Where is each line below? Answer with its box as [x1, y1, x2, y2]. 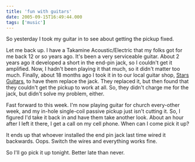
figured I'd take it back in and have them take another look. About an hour [6, 114, 184, 121]
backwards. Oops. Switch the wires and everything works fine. [6, 138, 158, 145]
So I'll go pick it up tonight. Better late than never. [6, 149, 125, 156]
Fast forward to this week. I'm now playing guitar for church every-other [6, 102, 180, 109]
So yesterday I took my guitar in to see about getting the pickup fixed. [6, 36, 175, 43]
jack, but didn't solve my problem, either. [6, 90, 104, 97]
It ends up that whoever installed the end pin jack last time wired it [6, 132, 166, 139]
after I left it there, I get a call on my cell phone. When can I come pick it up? [6, 120, 190, 127]
